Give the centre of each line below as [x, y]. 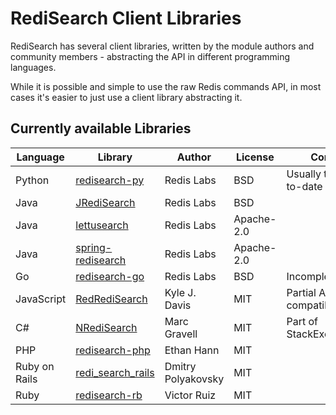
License [255, 157]
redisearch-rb [109, 395]
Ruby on [35, 366]
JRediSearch [105, 202]
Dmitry [180, 366]
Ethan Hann [192, 350]
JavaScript [41, 299]
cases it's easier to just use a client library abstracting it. [126, 97]
